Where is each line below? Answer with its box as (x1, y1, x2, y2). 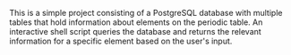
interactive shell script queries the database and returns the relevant (9, 27, 261, 36)
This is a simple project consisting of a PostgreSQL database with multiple (9, 8, 283, 18)
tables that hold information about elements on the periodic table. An (9, 17, 263, 27)
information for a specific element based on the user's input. (9, 35, 233, 46)
